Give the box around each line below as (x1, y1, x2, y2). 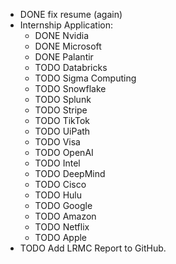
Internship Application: (19, 19, 114, 31)
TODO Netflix (34, 221, 90, 233)
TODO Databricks (34, 62, 108, 73)
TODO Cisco (34, 179, 87, 190)
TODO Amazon (34, 210, 97, 222)
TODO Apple (34, 232, 88, 243)
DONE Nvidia (34, 30, 90, 41)
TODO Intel (34, 157, 81, 169)
